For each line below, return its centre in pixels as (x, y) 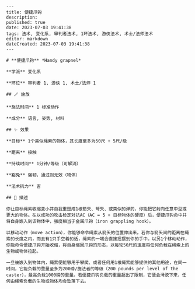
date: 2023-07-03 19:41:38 (39, 27)
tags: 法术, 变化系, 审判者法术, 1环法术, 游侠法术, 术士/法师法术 (80, 34)
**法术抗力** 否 (24, 186)
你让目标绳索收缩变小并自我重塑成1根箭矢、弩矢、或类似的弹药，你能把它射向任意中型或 (96, 209)
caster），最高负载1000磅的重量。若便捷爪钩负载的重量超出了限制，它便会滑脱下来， (94, 275)
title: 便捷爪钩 (24, 12)
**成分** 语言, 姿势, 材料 (35, 119)
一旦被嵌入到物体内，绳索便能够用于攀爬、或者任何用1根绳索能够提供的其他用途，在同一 (96, 263)
